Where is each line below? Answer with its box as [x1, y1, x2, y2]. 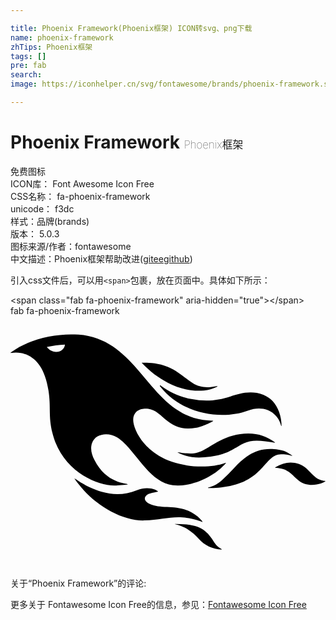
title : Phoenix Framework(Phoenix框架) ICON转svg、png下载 [10, 23, 253, 33]
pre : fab [10, 61, 47, 71]
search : [10, 70, 43, 80]
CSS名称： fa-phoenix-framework [10, 190, 151, 202]
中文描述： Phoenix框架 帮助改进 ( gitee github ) [10, 252, 193, 265]
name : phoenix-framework [10, 32, 114, 43]
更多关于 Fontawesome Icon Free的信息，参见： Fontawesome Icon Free [10, 599, 307, 610]
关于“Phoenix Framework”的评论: [10, 577, 147, 589]
